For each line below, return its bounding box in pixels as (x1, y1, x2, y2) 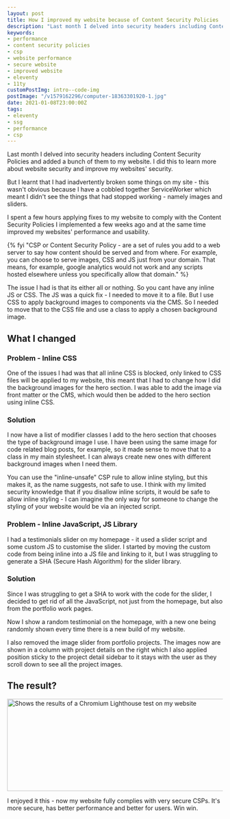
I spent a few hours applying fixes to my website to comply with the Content (7, 214, 222, 222)
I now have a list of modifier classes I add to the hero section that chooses (7, 430, 217, 439)
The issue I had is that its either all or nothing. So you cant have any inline (7, 284, 214, 292)
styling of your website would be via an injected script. (7, 503, 162, 511)
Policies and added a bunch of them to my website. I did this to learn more (7, 157, 217, 165)
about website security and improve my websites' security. (7, 165, 173, 173)
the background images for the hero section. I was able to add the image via (7, 383, 222, 391)
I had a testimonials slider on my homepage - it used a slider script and (7, 535, 207, 543)
